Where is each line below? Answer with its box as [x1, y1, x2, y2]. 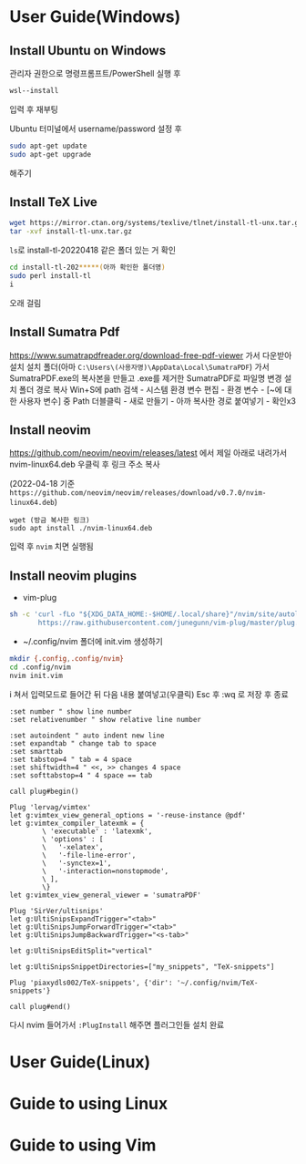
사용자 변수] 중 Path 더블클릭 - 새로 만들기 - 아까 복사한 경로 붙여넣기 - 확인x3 [18, 395, 296, 407]
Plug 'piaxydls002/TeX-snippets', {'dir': [9, 978, 173, 987]
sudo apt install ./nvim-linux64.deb [9, 524, 153, 533]
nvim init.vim [9, 671, 64, 680]
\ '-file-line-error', [42, 850, 137, 860]
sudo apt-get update [9, 141, 88, 150]
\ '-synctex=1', [42, 859, 112, 868]
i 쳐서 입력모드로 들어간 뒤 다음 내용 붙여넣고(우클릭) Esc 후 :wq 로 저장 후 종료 [9, 688, 289, 699]
